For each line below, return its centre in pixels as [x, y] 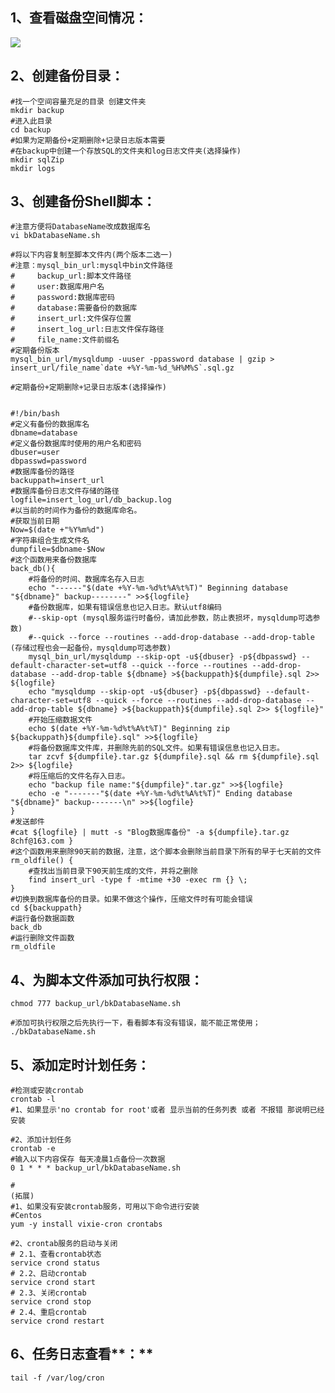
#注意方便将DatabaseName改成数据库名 [80, 227]
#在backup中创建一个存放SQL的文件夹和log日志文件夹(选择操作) [126, 151]
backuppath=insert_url [57, 481]
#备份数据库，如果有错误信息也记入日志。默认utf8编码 [125, 608]
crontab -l [33, 1099]
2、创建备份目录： [67, 76]
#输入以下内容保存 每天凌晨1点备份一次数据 [88, 1159]
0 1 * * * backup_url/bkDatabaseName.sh [96, 1168]
